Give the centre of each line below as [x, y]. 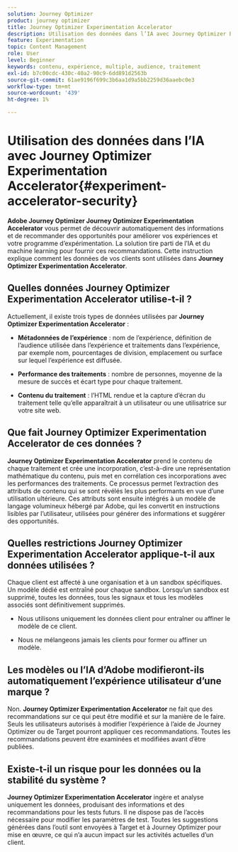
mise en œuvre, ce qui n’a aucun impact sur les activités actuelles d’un [110, 835]
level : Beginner [31, 60]
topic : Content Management [47, 47]
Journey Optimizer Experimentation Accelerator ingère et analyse [106, 797]
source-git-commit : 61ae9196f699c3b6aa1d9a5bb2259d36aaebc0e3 [101, 80]
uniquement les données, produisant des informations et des [96, 805]
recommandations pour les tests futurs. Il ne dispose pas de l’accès [106, 812]
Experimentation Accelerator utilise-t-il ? [100, 299]
